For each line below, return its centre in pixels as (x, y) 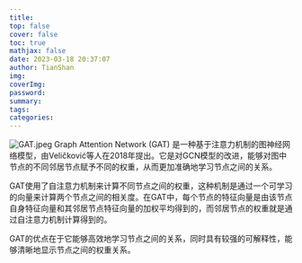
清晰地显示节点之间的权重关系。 (76, 250)
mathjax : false (38, 51)
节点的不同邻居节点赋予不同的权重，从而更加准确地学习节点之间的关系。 (143, 167)
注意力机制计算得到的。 (68, 220)
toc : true (28, 43)
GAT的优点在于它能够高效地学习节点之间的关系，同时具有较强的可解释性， (147, 239)
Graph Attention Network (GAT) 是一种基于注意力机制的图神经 (168, 145)
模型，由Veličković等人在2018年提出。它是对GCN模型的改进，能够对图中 (152, 156)
